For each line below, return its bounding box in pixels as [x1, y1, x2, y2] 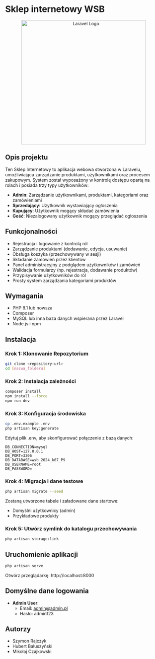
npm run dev [5, 398, 30, 403]
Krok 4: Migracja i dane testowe [5, 478, 83, 485]
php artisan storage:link [5, 536, 59, 542]
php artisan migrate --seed [5, 489, 64, 494]
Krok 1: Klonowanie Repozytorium [5, 350, 88, 357]
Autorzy [5, 625, 31, 634]
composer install [5, 389, 41, 394]
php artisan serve [5, 563, 43, 568]
